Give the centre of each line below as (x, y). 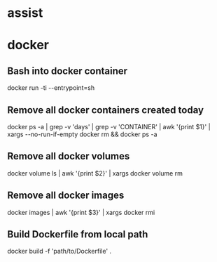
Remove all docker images (66, 196)
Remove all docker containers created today (106, 110)
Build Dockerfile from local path (78, 234)
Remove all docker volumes (69, 156)
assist (25, 13)
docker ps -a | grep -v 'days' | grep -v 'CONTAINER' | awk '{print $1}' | (109, 127)
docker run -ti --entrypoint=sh (51, 88)
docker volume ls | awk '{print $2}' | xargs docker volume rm (95, 173)
